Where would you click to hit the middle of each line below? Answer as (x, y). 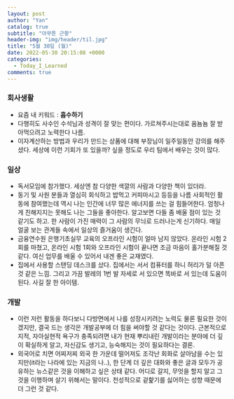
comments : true (29, 72)
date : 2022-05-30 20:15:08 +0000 (56, 53)
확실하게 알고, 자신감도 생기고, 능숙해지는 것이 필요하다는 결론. (110, 345)
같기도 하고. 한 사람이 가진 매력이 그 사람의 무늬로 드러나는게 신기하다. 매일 (119, 221)
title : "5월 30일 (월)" (40, 46)
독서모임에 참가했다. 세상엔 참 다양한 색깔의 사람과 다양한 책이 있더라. (112, 186)
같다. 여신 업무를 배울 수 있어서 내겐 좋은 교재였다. (85, 256)
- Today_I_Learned (41, 66)
